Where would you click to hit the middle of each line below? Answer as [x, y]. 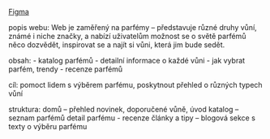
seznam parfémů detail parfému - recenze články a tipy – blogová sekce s [132, 118]
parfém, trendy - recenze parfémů [66, 69]
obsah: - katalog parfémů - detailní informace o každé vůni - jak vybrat [127, 61]
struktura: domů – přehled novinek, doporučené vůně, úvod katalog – [124, 109]
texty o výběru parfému [48, 126]
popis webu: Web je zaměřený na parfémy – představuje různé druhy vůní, [133, 27]
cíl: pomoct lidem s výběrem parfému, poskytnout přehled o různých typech [135, 85]
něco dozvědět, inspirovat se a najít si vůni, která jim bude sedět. [117, 45]
